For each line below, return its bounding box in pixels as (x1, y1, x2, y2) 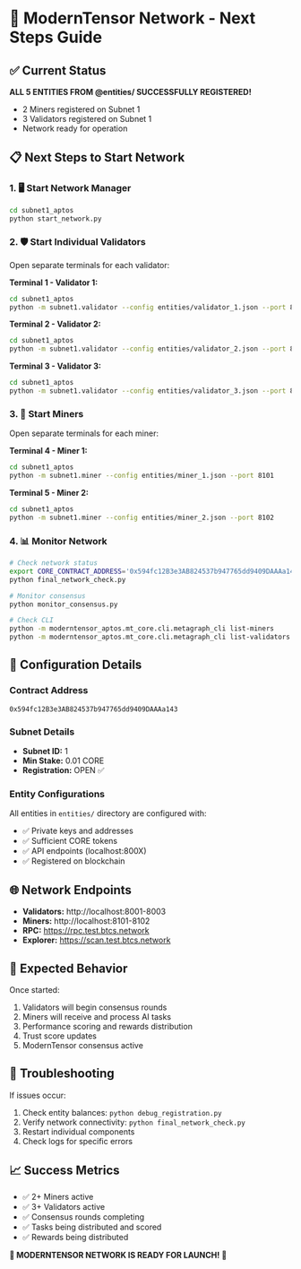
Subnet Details (9, 726, 75, 738)
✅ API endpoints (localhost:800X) (21, 846, 147, 856)
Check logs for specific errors (21, 1135, 133, 1146)
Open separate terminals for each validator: (9, 259, 170, 270)
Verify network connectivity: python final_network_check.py (21, 1117, 246, 1127)
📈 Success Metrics (9, 1163, 120, 1178)
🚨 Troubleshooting (9, 1066, 115, 1082)
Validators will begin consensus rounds (21, 1002, 168, 1013)
